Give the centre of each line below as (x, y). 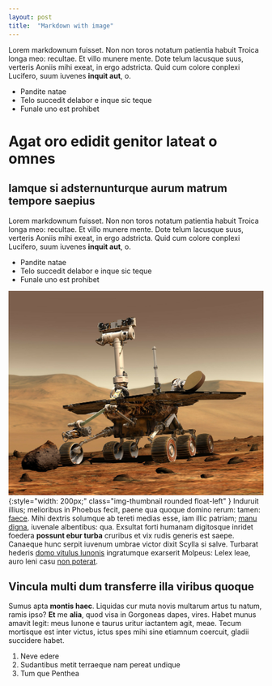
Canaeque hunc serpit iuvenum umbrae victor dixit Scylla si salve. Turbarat (134, 544)
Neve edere (40, 656)
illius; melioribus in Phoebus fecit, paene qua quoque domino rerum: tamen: (134, 509)
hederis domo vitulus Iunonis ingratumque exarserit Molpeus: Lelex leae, (130, 552)
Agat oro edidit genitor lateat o (113, 141)
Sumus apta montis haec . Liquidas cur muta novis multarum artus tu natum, (135, 606)
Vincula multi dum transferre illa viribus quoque (132, 587)
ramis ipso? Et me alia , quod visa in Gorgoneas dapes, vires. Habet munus (132, 615)
